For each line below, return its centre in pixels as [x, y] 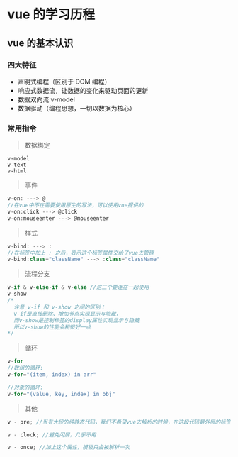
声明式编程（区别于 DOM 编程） [64, 82]
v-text [17, 165]
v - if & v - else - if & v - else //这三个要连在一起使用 [78, 287]
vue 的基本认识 [40, 43]
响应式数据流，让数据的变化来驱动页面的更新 [83, 90]
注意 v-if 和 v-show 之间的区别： [60, 307]
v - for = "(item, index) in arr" [52, 375]
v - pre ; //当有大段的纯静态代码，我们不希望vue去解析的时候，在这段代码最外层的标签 [119, 422]
